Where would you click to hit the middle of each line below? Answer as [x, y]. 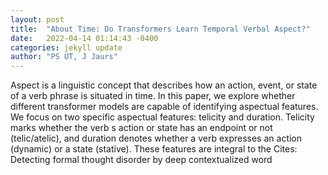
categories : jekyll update [66, 47]
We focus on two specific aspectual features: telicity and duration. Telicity [162, 117]
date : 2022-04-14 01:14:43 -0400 [84, 38]
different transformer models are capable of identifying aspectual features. [164, 107]
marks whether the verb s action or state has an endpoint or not [141, 128]
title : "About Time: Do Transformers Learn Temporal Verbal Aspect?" [160, 29]
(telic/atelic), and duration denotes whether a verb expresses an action [156, 138]
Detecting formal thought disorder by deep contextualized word [141, 160]
